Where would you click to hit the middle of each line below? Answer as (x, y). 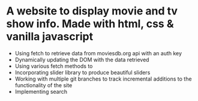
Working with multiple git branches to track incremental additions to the (103, 79)
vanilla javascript (50, 37)
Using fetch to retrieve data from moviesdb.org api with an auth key (98, 53)
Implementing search (41, 91)
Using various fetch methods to (54, 66)
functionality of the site (43, 85)
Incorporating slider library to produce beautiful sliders (82, 72)
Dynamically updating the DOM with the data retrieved (82, 60)
